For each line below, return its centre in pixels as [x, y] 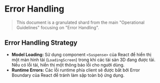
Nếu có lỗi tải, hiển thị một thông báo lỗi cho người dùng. [68, 65]
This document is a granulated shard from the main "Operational [80, 22]
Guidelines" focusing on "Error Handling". [58, 27]
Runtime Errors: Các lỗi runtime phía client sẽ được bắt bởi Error [76, 70]
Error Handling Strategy [41, 43]
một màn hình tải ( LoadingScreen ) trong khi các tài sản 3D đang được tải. [83, 60]
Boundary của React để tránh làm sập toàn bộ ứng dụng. [68, 75]
